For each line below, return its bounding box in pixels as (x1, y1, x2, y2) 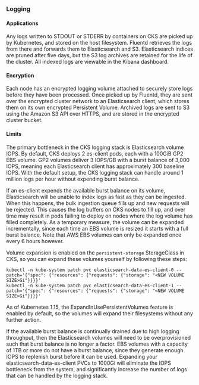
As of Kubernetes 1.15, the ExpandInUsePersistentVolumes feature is (6, 303, 173, 311)
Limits (6, 130, 22, 137)
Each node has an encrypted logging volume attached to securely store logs (6, 85, 193, 92)
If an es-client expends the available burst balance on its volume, (6, 187, 166, 194)
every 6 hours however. (6, 237, 64, 244)
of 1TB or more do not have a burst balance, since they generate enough (6, 346, 184, 353)
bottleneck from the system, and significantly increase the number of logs (6, 365, 187, 372)
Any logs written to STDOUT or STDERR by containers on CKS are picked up (6, 33, 193, 40)
